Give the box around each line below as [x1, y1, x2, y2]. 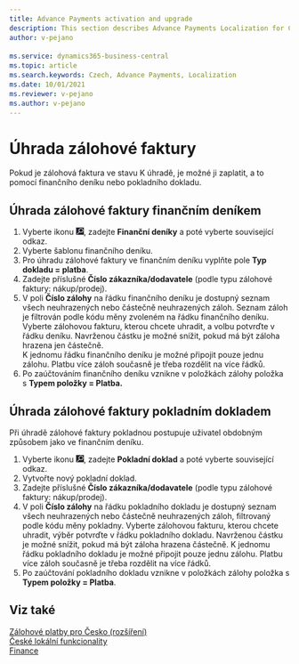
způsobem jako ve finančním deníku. [9, 437, 144, 448]
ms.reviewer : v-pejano [9, 89, 93, 98]
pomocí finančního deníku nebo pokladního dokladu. [9, 177, 202, 188]
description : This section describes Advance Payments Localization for [9, 23, 285, 33]
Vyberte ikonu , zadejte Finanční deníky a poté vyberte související [21, 227, 274, 238]
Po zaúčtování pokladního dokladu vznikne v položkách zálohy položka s [21, 568, 290, 579]
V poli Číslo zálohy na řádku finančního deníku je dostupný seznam [21, 293, 270, 304]
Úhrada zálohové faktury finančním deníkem [9, 203, 262, 218]
